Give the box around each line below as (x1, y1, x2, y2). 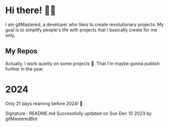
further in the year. (5, 66, 44, 72)
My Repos (5, 47, 38, 55)
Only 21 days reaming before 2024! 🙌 (5, 100, 83, 106)
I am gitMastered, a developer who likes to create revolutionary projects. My (5, 21, 164, 27)
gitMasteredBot (5, 115, 37, 121)
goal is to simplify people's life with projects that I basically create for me (5, 26, 157, 33)
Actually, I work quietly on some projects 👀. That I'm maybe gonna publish (5, 60, 160, 67)
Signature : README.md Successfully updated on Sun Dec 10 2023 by (5, 110, 152, 116)
